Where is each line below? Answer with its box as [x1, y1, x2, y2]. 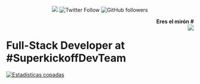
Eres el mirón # [156, 18, 194, 25]
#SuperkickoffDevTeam [6, 51, 126, 65]
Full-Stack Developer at [6, 39, 125, 52]
